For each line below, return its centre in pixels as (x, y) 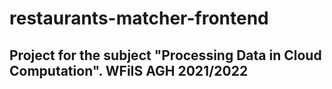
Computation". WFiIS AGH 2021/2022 (129, 70)
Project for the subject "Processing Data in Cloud (165, 55)
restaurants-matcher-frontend (139, 18)
